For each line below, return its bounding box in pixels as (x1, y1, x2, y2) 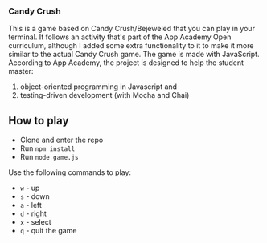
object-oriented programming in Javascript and (19, 82, 178, 91)
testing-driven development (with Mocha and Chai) (19, 91, 190, 100)
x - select (19, 217, 51, 227)
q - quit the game (19, 226, 77, 236)
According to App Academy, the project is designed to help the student (8, 58, 244, 67)
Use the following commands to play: (8, 168, 131, 177)
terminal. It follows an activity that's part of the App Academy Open (8, 32, 232, 42)
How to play (8, 114, 69, 128)
